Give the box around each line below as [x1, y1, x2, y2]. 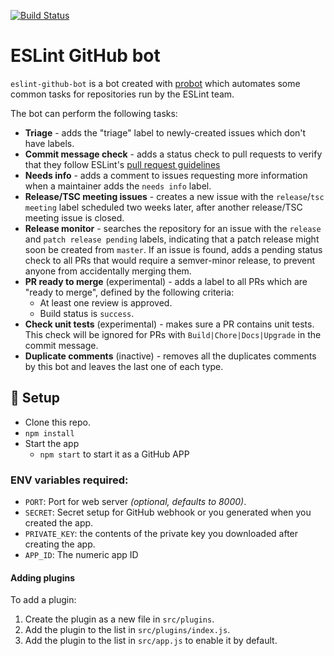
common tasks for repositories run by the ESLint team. [10, 88, 235, 100]
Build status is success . [39, 307, 135, 319]
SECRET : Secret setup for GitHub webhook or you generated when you [24, 506, 312, 519]
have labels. [24, 137, 75, 149]
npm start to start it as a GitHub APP [39, 448, 190, 460]
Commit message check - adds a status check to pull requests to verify [24, 148, 323, 160]
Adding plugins [10, 571, 75, 584]
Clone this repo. [24, 416, 91, 428]
